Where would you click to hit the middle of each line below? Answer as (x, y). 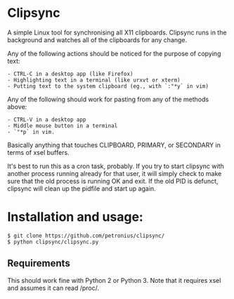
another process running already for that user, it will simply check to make (115, 173)
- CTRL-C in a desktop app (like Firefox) (70, 74)
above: (17, 106)
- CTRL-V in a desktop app (47, 120)
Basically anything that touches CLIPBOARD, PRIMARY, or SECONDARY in (114, 145)
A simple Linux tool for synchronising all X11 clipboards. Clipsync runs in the (117, 32)
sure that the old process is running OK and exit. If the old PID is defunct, (113, 181)
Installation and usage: (76, 217)
